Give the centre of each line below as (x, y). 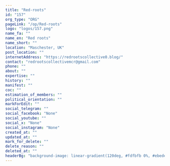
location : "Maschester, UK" (35, 48)
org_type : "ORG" (22, 19)
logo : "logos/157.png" (29, 29)
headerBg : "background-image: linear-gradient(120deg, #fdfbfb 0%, (78, 156)
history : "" (18, 80)
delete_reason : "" (25, 147)
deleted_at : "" (21, 151)
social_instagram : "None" (32, 128)
